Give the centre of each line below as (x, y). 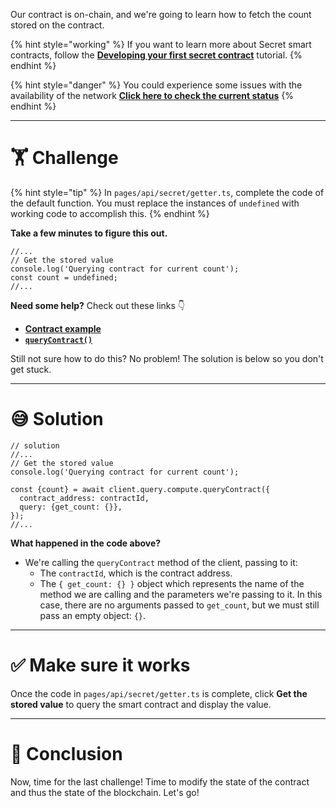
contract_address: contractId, (84, 498)
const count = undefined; (64, 277)
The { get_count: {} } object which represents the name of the (172, 583)
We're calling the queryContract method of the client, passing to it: (161, 562)
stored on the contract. (57, 25)
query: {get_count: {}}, (71, 507)
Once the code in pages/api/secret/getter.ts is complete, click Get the (159, 693)
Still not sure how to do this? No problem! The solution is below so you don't (167, 358)
